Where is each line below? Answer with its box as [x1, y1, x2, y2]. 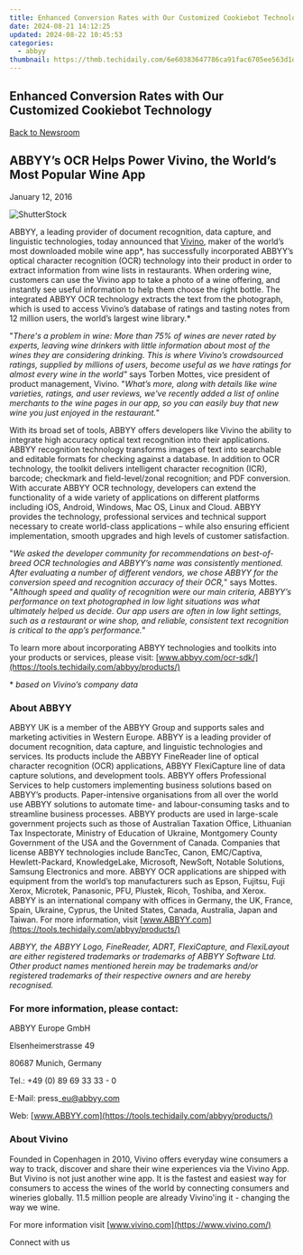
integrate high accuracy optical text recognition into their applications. [9, 434, 271, 445]
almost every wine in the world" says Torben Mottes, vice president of [9, 368, 271, 380]
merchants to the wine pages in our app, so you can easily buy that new [9, 397, 280, 408]
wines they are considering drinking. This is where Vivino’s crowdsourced [9, 349, 284, 360]
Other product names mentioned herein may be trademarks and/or [9, 960, 259, 971]
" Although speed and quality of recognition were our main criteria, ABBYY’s [9, 586, 291, 597]
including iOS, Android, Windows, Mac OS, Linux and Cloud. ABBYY [9, 501, 262, 512]
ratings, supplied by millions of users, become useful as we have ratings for [9, 359, 291, 370]
